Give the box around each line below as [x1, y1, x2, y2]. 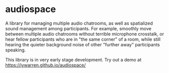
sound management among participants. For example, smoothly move [5, 25, 152, 31]
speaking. [5, 47, 26, 53]
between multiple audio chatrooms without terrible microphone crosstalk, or [5, 31, 164, 37]
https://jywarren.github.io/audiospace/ [5, 62, 86, 68]
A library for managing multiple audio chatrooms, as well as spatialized [5, 20, 153, 26]
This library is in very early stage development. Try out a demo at [5, 56, 142, 62]
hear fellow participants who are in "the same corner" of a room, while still [5, 36, 161, 42]
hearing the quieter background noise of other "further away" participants [5, 41, 160, 47]
